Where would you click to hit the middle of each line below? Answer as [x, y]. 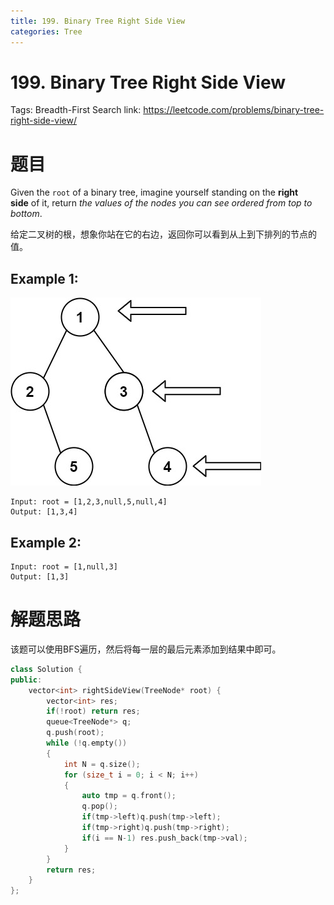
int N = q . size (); [102, 764]
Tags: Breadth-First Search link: [76, 110]
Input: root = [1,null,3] [64, 567]
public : [26, 680]
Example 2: [46, 542]
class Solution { [46, 669]
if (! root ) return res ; [93, 711]
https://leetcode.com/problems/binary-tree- [234, 110]
